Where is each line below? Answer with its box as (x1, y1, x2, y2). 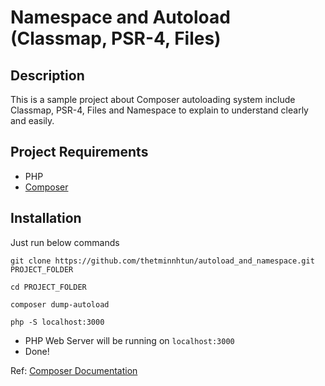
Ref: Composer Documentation (10, 364, 138, 376)
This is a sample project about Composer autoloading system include (10, 94, 296, 105)
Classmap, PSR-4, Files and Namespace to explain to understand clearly (10, 104, 309, 116)
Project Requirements (10, 144, 149, 161)
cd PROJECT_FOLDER (10, 282, 87, 292)
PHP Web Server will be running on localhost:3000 (24, 334, 235, 346)
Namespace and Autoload (10, 6, 231, 29)
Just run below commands (10, 236, 120, 248)
